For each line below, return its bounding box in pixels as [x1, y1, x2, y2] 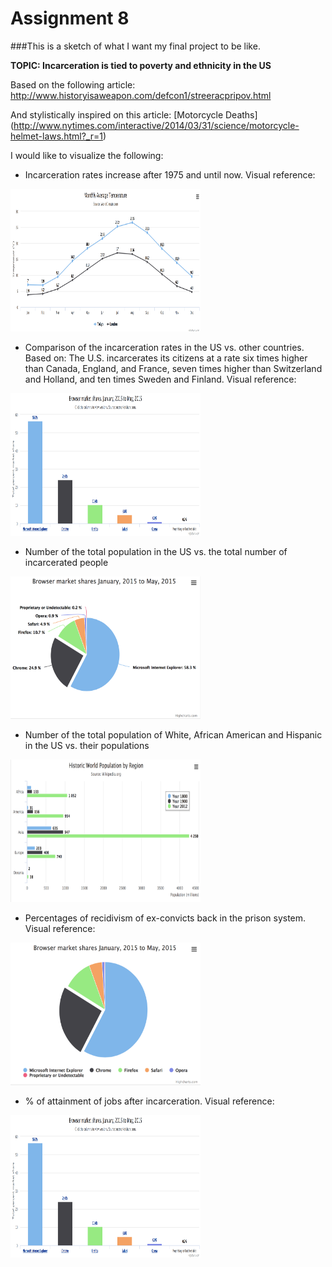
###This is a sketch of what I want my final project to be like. [10, 40, 261, 52]
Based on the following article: [10, 78, 136, 91]
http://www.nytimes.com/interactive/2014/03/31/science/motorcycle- [13, 119, 300, 131]
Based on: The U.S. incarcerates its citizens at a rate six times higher [24, 352, 308, 364]
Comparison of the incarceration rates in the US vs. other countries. [24, 341, 305, 353]
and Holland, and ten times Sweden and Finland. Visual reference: [24, 373, 297, 385]
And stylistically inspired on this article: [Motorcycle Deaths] [10, 108, 258, 121]
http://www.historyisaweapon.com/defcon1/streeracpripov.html [10, 89, 272, 101]
